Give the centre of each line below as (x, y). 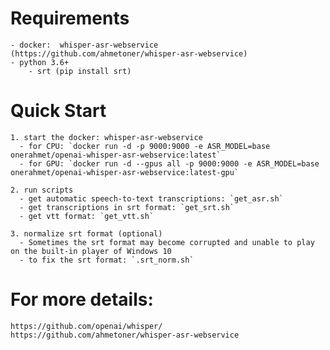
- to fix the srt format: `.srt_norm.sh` (107, 260)
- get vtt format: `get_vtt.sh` (87, 216)
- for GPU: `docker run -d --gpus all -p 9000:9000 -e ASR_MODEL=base (169, 163)
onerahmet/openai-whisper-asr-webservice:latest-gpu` (125, 172)
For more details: (82, 299)
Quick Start (58, 111)
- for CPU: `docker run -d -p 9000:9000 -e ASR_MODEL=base (145, 146)
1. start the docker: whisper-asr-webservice (106, 137)
